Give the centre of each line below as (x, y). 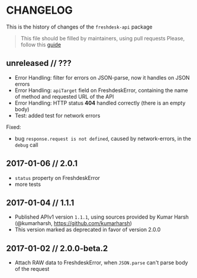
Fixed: (14, 127)
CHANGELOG (39, 10)
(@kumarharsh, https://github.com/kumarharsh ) (73, 223)
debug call (26, 145)
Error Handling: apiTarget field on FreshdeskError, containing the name (101, 90)
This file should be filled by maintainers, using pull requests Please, (103, 38)
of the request (32, 269)
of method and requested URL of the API (64, 96)
